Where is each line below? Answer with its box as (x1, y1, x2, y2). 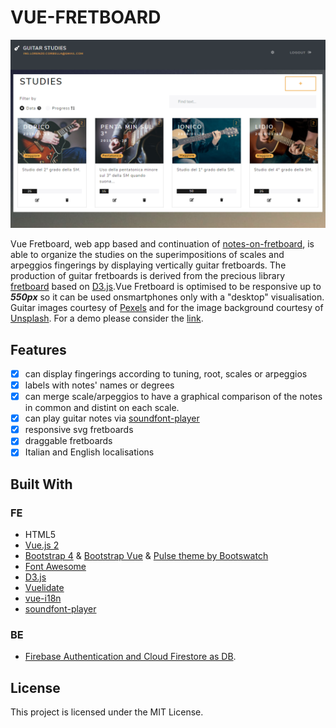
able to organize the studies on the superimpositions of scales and (10, 249, 285, 261)
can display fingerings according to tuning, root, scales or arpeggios (24, 367, 308, 380)
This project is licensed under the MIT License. (10, 706, 204, 718)
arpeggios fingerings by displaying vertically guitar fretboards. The (10, 259, 287, 271)
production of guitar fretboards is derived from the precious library (10, 270, 286, 282)
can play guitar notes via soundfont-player (24, 412, 200, 425)
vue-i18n (24, 592, 62, 605)
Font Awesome (24, 561, 87, 573)
